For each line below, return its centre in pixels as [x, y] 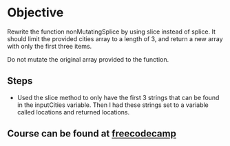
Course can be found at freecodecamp [92, 134]
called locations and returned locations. [73, 112]
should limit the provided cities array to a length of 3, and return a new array [115, 38]
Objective [35, 13]
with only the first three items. [50, 46]
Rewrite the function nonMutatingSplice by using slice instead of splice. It [111, 32]
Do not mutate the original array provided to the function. [88, 59]
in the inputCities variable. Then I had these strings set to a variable [113, 105]
